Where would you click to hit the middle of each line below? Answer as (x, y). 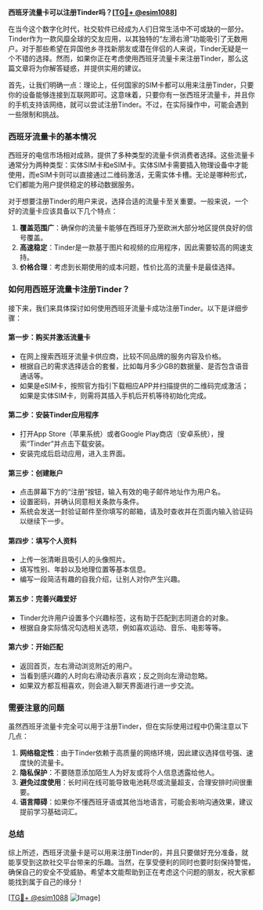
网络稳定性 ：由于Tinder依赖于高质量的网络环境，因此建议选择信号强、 (133, 753)
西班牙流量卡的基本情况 (52, 137)
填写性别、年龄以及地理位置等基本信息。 (85, 569)
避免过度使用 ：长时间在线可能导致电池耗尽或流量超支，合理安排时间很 (133, 782)
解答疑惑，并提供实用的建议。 (97, 68)
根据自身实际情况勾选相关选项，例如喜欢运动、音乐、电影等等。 (122, 627)
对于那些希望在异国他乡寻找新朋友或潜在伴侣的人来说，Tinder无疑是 (131, 49)
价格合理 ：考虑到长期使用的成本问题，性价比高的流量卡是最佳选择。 (129, 267)
